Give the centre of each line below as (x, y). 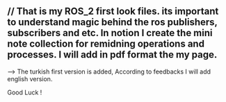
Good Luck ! (25, 92)
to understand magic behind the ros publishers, (112, 23)
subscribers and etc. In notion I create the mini (110, 33)
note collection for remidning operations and (106, 44)
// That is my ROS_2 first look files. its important (113, 11)
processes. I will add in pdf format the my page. (112, 55)
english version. (30, 78)
